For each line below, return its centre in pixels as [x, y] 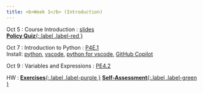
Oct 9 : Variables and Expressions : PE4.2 [59, 66]
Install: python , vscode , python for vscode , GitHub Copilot [80, 54]
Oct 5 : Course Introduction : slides [50, 29]
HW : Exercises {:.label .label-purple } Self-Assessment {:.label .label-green [102, 77]
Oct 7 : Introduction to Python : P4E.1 [53, 47]
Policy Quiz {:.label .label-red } [45, 36]
